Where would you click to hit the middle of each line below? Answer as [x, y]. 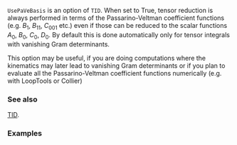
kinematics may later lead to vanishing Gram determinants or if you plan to [116, 65]
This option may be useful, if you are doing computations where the [107, 58]
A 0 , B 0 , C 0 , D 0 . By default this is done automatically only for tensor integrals [118, 35]
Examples [25, 133]
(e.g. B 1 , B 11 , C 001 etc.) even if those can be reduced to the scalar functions [117, 26]
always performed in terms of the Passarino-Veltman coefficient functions [116, 18]
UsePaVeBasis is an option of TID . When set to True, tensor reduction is [110, 10]
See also [22, 99]
